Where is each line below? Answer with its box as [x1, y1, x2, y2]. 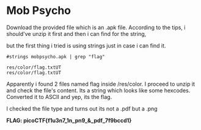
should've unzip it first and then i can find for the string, [6, 30, 147, 37]
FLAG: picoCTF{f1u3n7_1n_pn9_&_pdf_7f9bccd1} [6, 117, 132, 124]
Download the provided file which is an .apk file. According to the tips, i [6, 24, 186, 31]
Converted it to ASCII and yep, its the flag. [6, 93, 112, 100]
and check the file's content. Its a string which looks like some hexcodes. [6, 86, 191, 94]
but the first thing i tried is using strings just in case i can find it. [6, 42, 166, 49]
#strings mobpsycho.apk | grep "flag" [6, 53, 105, 60]
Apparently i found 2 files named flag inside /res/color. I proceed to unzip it [6, 80, 196, 87]
